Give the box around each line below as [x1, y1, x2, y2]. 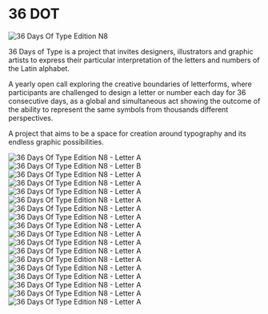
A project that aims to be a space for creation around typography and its [8, 129, 246, 138]
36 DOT [8, 5, 60, 23]
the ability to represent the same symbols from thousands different [8, 105, 229, 114]
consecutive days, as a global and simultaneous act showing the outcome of [8, 96, 261, 105]
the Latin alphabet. [8, 63, 70, 73]
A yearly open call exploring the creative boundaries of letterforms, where [8, 79, 252, 89]
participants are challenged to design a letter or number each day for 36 [8, 87, 246, 97]
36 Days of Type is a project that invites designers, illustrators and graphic [8, 46, 254, 56]
